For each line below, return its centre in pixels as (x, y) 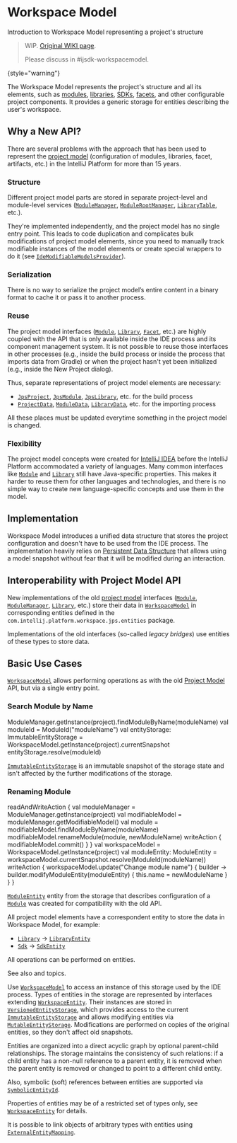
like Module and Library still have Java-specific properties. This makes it (112, 473)
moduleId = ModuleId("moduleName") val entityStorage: (89, 729)
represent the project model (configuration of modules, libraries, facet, (110, 156)
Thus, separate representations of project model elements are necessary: (114, 382)
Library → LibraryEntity (54, 938)
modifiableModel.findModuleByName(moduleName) (83, 829)
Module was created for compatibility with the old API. (85, 903)
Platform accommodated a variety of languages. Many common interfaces (115, 466)
